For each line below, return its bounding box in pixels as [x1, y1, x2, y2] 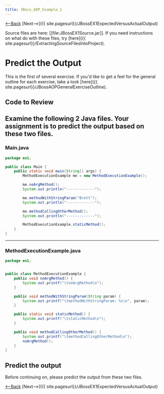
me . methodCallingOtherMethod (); [22, 209, 89, 214]
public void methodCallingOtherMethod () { [14, 330, 102, 335]
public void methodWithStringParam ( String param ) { [14, 294, 121, 299]
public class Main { [5, 164, 47, 169]
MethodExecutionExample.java [5, 247, 81, 254]
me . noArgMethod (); [22, 182, 60, 187]
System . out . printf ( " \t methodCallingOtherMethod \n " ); [22, 334, 132, 339]
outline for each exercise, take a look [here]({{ [5, 79, 98, 84]
